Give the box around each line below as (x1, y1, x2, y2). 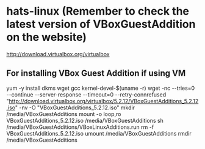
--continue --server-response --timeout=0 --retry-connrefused (6, 90, 167, 98)
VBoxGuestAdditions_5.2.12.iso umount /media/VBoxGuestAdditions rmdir (6, 129, 192, 137)
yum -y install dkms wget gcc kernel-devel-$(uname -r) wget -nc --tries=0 (6, 84, 195, 92)
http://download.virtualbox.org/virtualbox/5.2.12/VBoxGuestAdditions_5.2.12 (9, 97, 199, 104)
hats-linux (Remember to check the (6, 4, 190, 18)
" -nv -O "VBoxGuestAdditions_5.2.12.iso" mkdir (15, 104, 135, 111)
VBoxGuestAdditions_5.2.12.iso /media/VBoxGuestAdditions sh (6, 117, 164, 124)
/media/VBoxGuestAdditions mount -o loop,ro (6, 110, 121, 117)
